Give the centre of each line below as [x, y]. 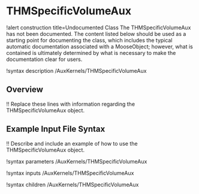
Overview [25, 90]
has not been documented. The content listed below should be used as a [96, 33]
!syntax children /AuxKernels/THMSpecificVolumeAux [73, 184]
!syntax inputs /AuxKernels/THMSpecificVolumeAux [70, 173]
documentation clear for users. [44, 59]
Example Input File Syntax [56, 129]
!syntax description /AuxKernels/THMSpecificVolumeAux [76, 70]
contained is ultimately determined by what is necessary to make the [91, 53]
